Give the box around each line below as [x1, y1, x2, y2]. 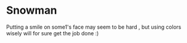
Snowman [6, 4, 57, 17]
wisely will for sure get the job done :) [6, 29, 99, 36]
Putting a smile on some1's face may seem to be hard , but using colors [6, 23, 182, 30]
